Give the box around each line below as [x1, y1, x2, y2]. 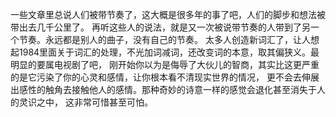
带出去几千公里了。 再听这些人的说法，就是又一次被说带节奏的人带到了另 [10, 21, 311, 33]
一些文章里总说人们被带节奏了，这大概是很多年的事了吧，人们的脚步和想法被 [10, 9, 326, 20]
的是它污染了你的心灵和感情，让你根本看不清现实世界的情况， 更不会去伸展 [10, 71, 320, 83]
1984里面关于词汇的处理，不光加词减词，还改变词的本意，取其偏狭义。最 [18, 46, 320, 58]
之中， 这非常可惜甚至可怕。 [36, 96, 153, 108]
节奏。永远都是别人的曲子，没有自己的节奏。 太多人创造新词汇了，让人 [18, 34, 311, 45]
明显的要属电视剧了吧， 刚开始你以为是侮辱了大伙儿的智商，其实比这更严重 [10, 59, 320, 70]
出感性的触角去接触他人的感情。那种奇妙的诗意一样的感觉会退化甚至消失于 [10, 84, 317, 95]
